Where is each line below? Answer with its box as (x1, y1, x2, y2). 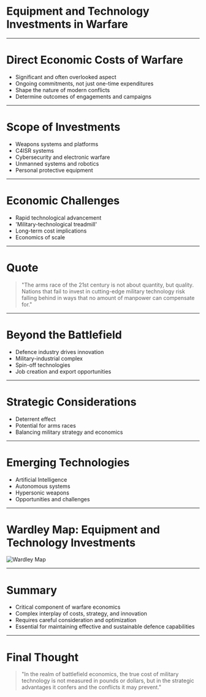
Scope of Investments (6, 120, 121, 134)
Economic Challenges (6, 194, 120, 207)
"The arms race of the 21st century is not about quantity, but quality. (21, 281, 194, 288)
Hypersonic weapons (15, 489, 69, 496)
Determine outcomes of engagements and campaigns (15, 93, 152, 100)
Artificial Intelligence (15, 476, 67, 483)
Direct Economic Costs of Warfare (6, 53, 183, 67)
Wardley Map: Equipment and (6, 523, 161, 536)
